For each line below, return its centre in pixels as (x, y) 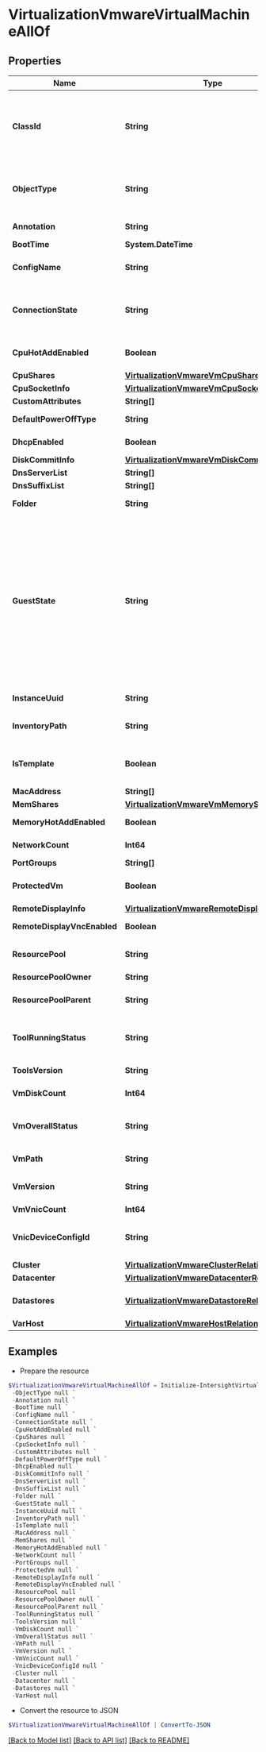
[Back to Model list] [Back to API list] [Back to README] (99, 1740)
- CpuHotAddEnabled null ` (54, 1430)
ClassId (27, 126)
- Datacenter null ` (44, 1681)
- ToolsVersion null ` (47, 1622)
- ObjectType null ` (44, 1393)
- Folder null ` (36, 1496)
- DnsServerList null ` (49, 1482)
